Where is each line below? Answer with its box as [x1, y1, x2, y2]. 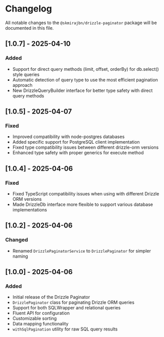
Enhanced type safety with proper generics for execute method [12, 150, 144, 156]
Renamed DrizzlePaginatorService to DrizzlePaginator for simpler [12, 248, 151, 254]
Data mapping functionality [12, 321, 69, 327]
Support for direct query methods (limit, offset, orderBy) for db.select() [12, 66, 159, 72]
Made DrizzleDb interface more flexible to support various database [12, 201, 153, 207]
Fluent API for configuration [12, 310, 70, 316]
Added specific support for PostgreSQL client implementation [12, 139, 140, 145]
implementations [12, 207, 47, 212]
